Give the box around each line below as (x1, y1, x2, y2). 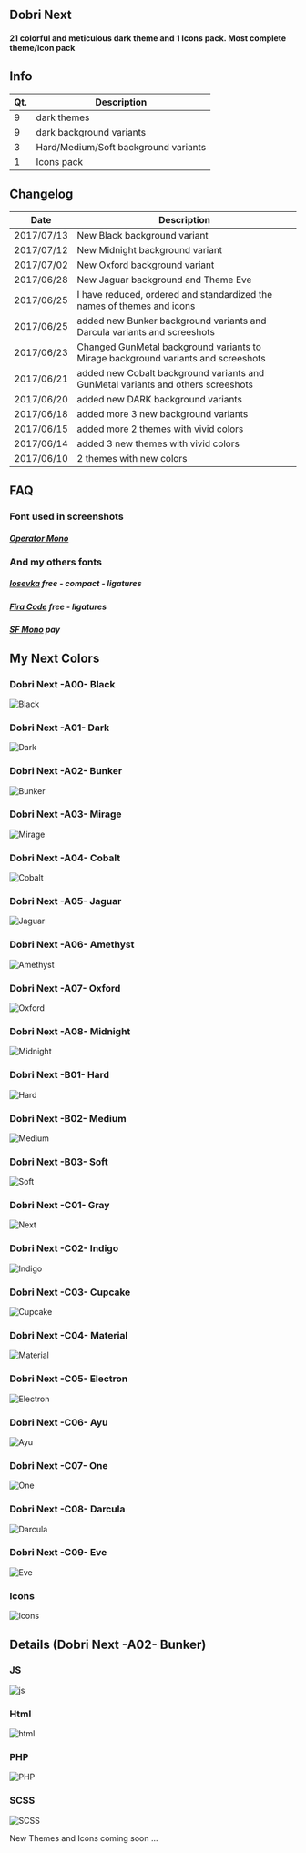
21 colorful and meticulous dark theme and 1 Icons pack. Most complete (9, 32, 287, 44)
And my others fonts (9, 555, 103, 568)
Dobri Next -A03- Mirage (9, 808, 122, 820)
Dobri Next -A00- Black (9, 677, 116, 690)
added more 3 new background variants (76, 407, 249, 420)
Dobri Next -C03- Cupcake (9, 1286, 131, 1298)
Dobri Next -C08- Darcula (9, 1502, 126, 1515)
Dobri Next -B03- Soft (9, 1156, 108, 1168)
